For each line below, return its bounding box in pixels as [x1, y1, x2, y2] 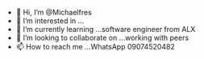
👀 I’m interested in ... [15, 16, 85, 26]
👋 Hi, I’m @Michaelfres [15, 8, 93, 17]
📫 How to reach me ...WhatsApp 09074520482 [15, 42, 176, 51]
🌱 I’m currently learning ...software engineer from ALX [15, 25, 196, 33]
